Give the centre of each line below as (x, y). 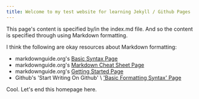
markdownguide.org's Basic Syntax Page (66, 58)
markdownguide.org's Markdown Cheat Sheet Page (80, 65)
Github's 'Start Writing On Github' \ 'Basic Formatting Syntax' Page (98, 77)
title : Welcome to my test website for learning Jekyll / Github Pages (98, 12)
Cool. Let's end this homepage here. (52, 89)
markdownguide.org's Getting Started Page (69, 71)
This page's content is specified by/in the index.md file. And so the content (100, 29)
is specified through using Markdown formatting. (67, 35)
